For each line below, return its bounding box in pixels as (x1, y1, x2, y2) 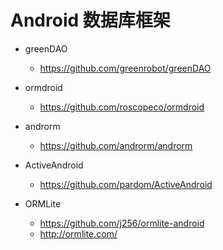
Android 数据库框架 (10, 9, 171, 32)
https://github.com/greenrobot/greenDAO (39, 62, 212, 74)
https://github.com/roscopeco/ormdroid (39, 101, 205, 113)
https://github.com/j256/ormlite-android (39, 217, 205, 229)
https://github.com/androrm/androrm (39, 139, 193, 151)
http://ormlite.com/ (39, 227, 118, 240)
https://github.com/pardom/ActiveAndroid (39, 178, 213, 190)
